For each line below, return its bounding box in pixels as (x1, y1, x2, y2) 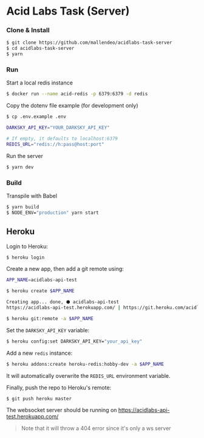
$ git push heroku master (6, 395, 72, 402)
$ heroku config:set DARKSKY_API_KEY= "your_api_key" (6, 338, 143, 344)
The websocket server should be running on (6, 406, 117, 414)
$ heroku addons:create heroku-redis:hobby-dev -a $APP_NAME (6, 361, 165, 367)
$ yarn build (6, 204, 39, 210)
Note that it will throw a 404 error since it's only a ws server (21, 425, 171, 432)
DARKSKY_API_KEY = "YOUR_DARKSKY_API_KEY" (6, 125, 110, 131)
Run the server (6, 152, 44, 159)
